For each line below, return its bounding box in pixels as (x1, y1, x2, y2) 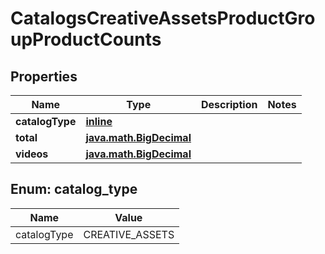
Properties (10, 68, 78, 85)
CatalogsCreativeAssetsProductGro (10, 7, 316, 30)
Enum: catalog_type (10, 181, 138, 198)
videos (15, 147, 49, 161)
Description (200, 98, 258, 111)
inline (85, 115, 113, 128)
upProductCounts (10, 28, 162, 51)
